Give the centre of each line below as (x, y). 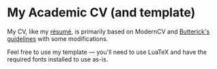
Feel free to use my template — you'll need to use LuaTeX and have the (107, 52)
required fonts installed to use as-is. (58, 59)
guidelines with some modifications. (58, 38)
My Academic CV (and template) (101, 13)
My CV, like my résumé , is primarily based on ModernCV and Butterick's (108, 31)
